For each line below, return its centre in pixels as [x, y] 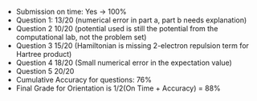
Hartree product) [44, 54]
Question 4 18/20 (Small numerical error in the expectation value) [124, 63]
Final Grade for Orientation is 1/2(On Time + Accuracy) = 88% [118, 88]
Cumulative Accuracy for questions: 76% [84, 80]
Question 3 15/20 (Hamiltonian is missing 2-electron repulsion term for [132, 46]
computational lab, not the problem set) [81, 37]
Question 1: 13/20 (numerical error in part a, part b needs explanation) [131, 20]
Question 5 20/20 [45, 71]
